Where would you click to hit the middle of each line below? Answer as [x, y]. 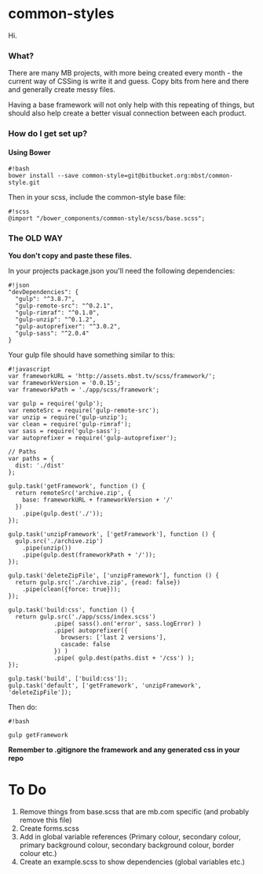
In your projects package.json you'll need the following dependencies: [122, 270]
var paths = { [31, 458]
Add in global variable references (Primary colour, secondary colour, [130, 836]
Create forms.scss [49, 828]
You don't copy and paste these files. [70, 255]
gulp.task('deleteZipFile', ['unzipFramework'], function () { [114, 575]
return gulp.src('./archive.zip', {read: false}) [98, 582]
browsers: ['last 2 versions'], [114, 637]
